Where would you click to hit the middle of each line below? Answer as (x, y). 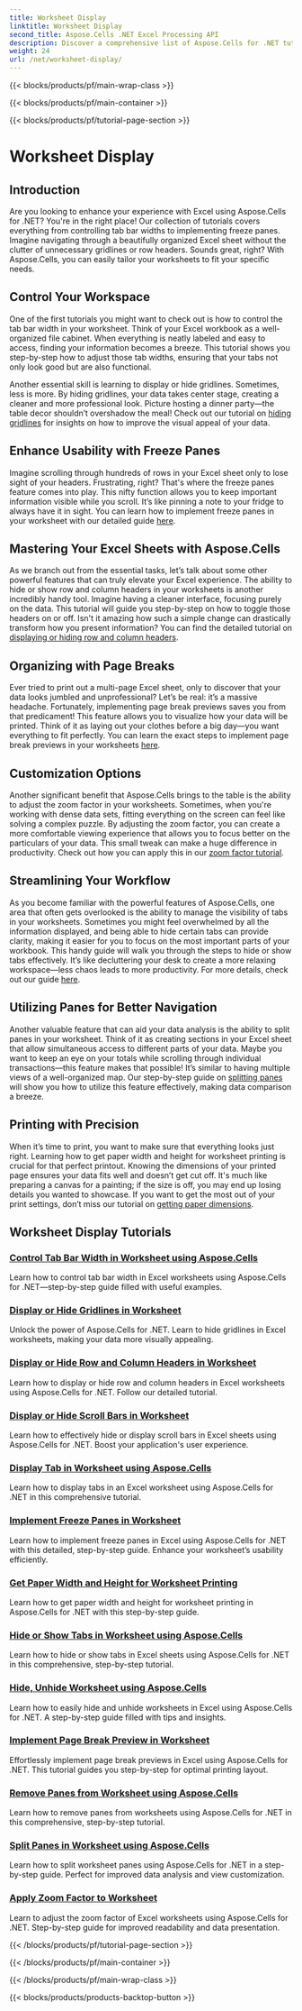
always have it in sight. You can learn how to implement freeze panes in (142, 511)
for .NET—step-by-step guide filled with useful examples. (116, 1287)
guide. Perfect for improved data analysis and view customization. (162, 1875)
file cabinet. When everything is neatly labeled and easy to (157, 338)
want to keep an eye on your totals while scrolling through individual (135, 1058)
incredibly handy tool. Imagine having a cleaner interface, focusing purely (146, 599)
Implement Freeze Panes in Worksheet (95, 1521)
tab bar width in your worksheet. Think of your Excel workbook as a (135, 328)
